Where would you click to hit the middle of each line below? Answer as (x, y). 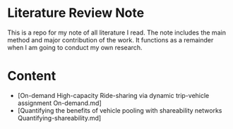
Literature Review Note (76, 13)
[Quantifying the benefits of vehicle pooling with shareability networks (120, 110)
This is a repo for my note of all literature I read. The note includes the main (116, 32)
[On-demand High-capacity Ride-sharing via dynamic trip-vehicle (113, 95)
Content (32, 76)
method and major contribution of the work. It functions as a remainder (110, 39)
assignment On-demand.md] (59, 103)
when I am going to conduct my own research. (75, 47)
